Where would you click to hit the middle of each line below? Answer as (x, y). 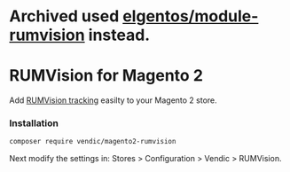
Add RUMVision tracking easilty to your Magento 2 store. (113, 100)
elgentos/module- (191, 16)
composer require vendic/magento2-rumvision (93, 142)
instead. (119, 35)
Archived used (64, 16)
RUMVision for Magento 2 (106, 76)
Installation (34, 123)
